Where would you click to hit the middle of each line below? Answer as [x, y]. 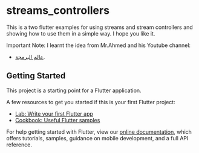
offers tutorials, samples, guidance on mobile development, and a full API [97, 138]
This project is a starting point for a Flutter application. [74, 90]
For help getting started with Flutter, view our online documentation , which [99, 132]
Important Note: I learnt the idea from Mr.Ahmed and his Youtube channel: [99, 45]
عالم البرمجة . [30, 57]
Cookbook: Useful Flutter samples [57, 120]
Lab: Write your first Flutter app [54, 114]
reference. [19, 145]
